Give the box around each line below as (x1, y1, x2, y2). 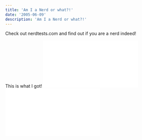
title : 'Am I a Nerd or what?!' (5, 7, 73, 13)
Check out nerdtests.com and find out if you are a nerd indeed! (5, 31, 136, 37)
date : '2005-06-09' (5, 12, 46, 17)
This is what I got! (5, 83, 42, 89)
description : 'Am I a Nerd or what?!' (5, 17, 87, 22)
